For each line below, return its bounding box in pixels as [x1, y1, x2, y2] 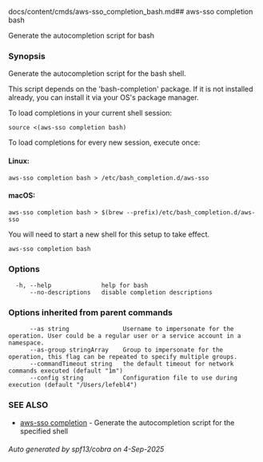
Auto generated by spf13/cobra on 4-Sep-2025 [8, 444, 165, 454]
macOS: [8, 191, 36, 201]
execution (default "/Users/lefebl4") [8, 381, 137, 389]
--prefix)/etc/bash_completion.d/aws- [126, 208, 256, 217]
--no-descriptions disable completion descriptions [29, 289, 213, 297]
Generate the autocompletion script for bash [8, 31, 154, 40]
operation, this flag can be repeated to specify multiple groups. [8, 353, 238, 361]
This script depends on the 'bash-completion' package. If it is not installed [8, 84, 253, 94]
